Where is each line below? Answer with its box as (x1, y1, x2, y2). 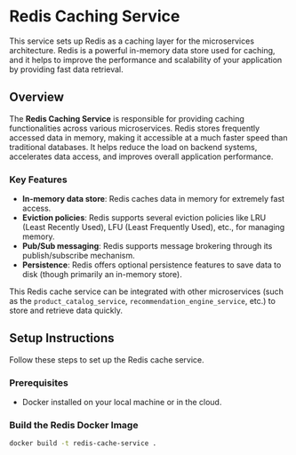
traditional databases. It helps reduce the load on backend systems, (9, 141, 258, 152)
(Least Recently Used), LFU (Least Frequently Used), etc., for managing (21, 222, 285, 233)
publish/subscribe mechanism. (21, 251, 135, 261)
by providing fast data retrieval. (9, 64, 124, 75)
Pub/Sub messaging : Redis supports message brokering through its (21, 241, 273, 251)
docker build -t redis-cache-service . (9, 439, 157, 448)
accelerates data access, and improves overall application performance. (9, 151, 274, 162)
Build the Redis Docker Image (9, 419, 139, 432)
